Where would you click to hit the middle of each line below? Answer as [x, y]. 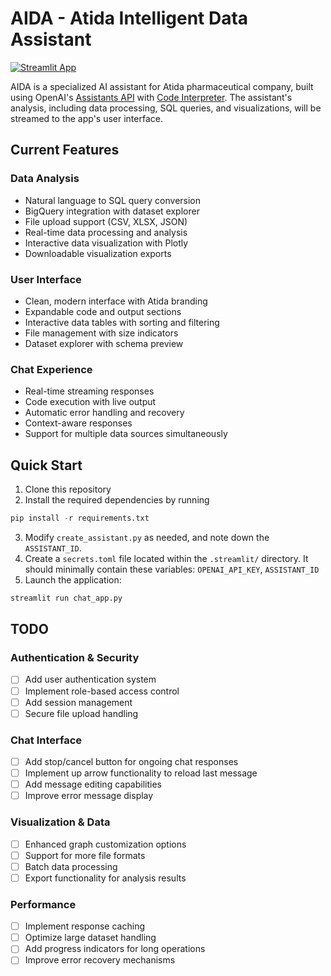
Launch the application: [73, 579]
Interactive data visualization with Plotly [106, 243]
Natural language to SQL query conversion [113, 200]
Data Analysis [45, 179]
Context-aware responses [78, 423]
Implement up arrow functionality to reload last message [141, 773]
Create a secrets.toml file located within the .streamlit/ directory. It [166, 558]
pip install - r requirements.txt [80, 518]
